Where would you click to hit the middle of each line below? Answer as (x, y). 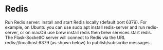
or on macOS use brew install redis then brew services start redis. (86, 32)
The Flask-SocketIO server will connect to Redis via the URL (65, 37)
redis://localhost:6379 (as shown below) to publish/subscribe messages (77, 42)
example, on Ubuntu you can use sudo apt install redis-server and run (75, 27)
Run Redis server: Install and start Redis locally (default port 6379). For (76, 22)
